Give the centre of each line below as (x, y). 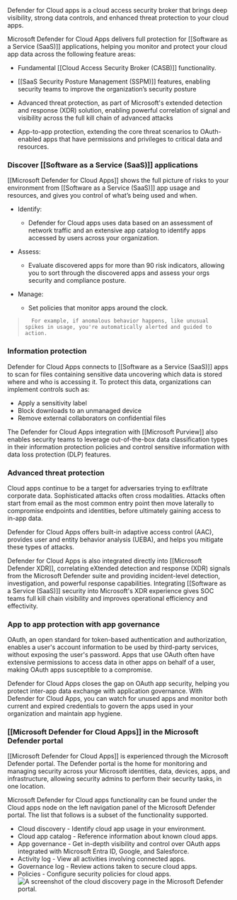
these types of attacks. (41, 547)
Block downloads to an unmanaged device (80, 410)
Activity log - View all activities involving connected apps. (102, 859)
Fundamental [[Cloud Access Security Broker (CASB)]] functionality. (117, 68)
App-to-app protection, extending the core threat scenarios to (108, 131)
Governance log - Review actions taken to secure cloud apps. (107, 867)
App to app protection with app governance (84, 624)
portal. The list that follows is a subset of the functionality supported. (108, 815)
